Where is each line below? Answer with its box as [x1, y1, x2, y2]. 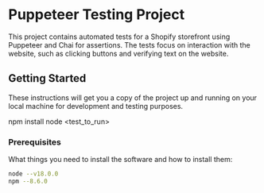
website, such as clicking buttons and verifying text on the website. [8, 48, 229, 58]
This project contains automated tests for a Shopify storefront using [8, 32, 231, 41]
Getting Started [8, 71, 87, 85]
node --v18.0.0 [8, 170, 59, 178]
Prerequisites [8, 137, 61, 148]
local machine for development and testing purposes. [8, 101, 184, 110]
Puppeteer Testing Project [8, 6, 185, 24]
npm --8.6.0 [8, 177, 48, 185]
